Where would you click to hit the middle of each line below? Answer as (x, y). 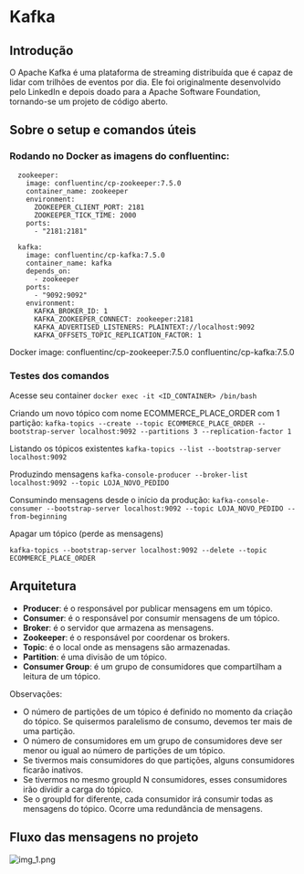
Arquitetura (43, 586)
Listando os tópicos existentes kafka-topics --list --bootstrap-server (145, 448)
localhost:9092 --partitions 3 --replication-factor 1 (185, 431)
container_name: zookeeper (77, 191)
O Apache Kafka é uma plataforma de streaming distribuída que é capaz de (152, 72)
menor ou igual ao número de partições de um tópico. (124, 750)
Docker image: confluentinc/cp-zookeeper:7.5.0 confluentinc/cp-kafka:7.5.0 (152, 352)
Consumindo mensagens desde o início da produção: (110, 500)
